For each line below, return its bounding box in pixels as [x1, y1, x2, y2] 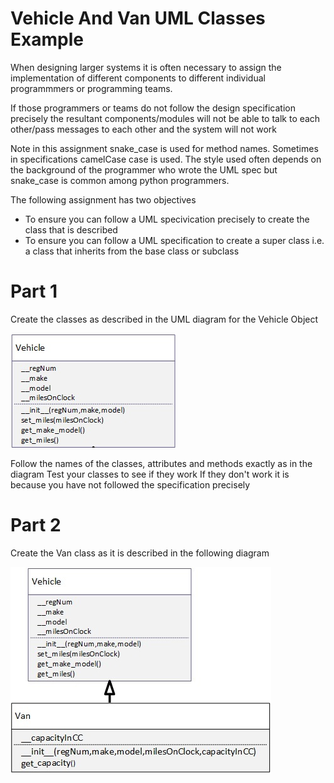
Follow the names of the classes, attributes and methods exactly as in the [10, 457, 313, 469]
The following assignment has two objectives [10, 193, 197, 206]
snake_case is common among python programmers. [10, 174, 230, 186]
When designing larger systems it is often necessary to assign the [10, 61, 282, 73]
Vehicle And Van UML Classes [10, 7, 266, 30]
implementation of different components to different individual [10, 72, 266, 84]
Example [10, 28, 84, 51]
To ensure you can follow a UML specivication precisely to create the [24, 213, 310, 225]
